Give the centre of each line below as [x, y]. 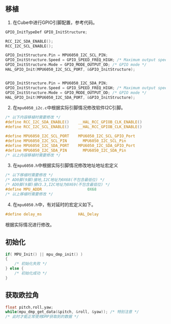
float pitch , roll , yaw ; [29, 307]
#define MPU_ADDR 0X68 [51, 190]
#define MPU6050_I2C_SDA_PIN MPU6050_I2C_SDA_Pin [66, 150]
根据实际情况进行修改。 [30, 225]
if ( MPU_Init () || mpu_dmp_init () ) [44, 254]
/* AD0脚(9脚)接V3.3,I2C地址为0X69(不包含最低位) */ [58, 185]
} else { [15, 269]
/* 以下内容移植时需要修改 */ [33, 117]
